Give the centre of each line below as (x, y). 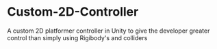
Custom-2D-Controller (73, 12)
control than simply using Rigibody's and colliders (77, 37)
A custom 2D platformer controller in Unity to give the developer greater (108, 31)
